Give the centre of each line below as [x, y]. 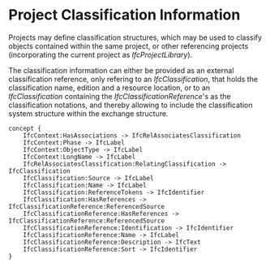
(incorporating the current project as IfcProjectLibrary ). [101, 54]
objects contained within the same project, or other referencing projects [129, 45]
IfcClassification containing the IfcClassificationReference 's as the [120, 96]
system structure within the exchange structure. [88, 113]
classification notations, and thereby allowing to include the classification [131, 105]
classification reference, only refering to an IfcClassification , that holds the [133, 79]
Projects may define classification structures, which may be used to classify [135, 37]
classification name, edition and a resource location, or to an [109, 88]
